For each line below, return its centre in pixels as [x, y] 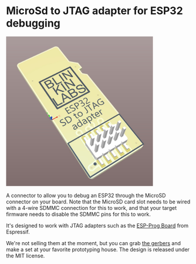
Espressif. [18, 232]
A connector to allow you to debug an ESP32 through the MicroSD [86, 196]
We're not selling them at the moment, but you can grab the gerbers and [93, 243]
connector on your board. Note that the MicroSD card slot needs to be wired [98, 202]
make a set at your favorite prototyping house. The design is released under [98, 250]
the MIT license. [26, 256]
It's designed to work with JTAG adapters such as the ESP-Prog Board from [97, 226]
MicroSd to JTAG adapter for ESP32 [94, 11]
